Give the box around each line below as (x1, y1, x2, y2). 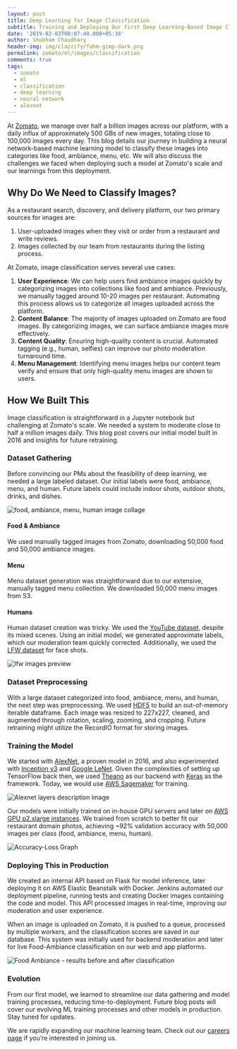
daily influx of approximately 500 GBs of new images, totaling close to (7, 128, 211, 138)
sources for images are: (7, 213, 76, 222)
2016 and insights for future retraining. (7, 435, 119, 444)
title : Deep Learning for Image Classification (7, 17, 150, 24)
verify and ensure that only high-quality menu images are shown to (17, 366, 213, 375)
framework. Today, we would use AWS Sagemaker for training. (7, 780, 189, 787)
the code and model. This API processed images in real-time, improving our (7, 899, 227, 907)
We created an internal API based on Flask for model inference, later (7, 876, 206, 885)
